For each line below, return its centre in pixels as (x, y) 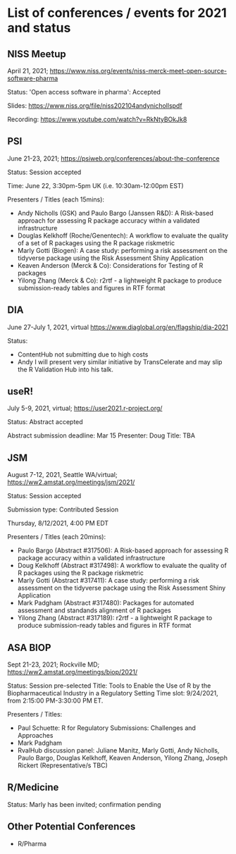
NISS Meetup (37, 54)
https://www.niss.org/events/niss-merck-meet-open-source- (138, 71)
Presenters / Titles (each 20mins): (57, 537)
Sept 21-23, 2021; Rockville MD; (54, 664)
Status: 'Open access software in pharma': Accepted (84, 92)
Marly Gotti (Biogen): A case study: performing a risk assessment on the (122, 250)
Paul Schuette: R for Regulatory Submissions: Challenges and (106, 728)
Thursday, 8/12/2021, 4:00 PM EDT (58, 524)
